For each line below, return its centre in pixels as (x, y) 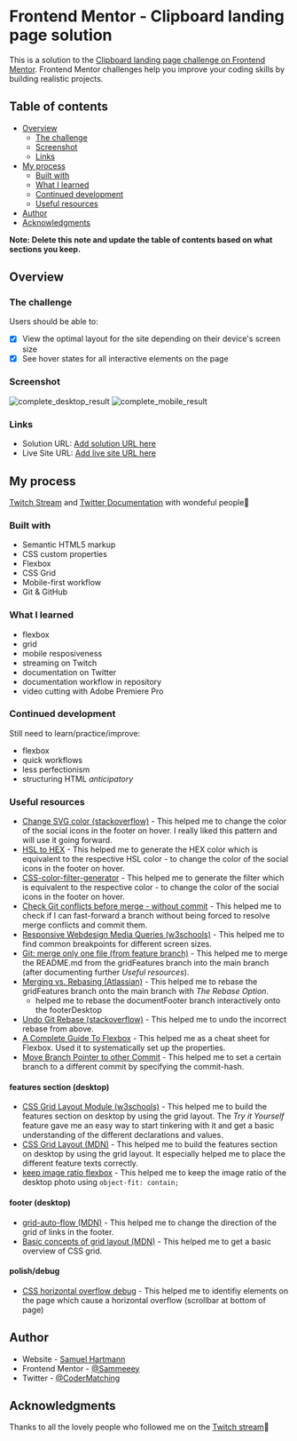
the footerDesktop (68, 1010)
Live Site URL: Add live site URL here (89, 453)
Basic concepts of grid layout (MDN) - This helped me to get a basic (147, 1241)
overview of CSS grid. (62, 1251)
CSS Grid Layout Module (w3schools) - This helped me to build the (145, 1107)
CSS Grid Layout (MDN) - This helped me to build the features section (149, 1144)
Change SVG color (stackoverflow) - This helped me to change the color (154, 821)
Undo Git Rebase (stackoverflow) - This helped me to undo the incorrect (154, 1020)
